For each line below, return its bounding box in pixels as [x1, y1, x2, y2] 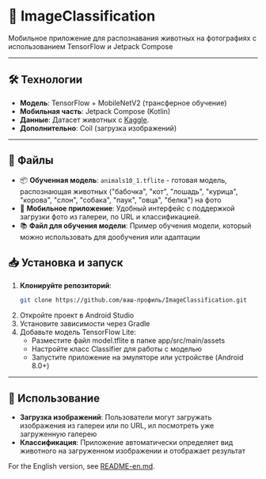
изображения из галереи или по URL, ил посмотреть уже [19, 421, 215, 431]
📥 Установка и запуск [8, 256, 123, 269]
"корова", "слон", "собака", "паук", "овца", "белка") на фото [19, 195, 222, 204]
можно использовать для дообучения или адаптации [19, 232, 200, 241]
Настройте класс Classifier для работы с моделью [31, 344, 203, 354]
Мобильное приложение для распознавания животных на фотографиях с [8, 33, 257, 43]
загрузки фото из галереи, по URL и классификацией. [19, 211, 201, 221]
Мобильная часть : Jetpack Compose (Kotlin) [19, 106, 171, 116]
